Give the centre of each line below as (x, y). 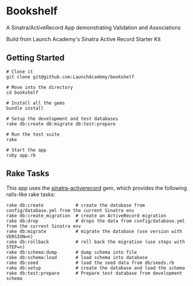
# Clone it (20, 72)
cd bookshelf (22, 93)
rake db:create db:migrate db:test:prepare (61, 124)
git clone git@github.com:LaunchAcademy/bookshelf (70, 77)
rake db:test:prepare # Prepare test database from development (94, 273)
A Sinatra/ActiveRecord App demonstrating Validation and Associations (94, 27)
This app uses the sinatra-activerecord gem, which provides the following (97, 188)
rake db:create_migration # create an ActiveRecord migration (86, 216)
